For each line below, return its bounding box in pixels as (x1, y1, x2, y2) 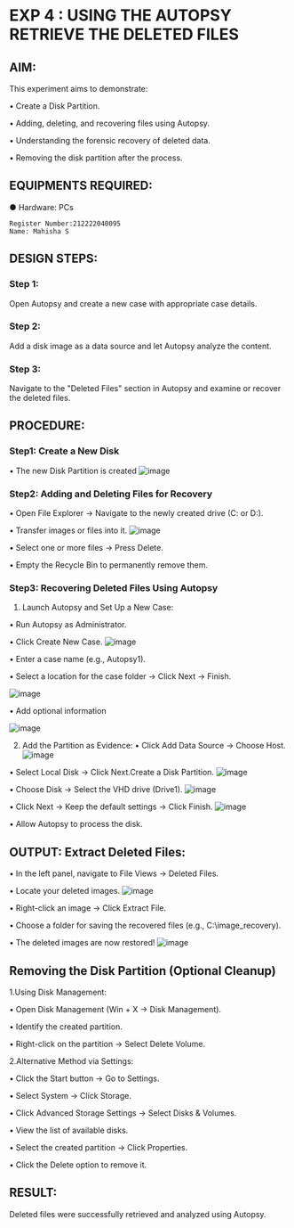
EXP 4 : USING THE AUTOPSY (9, 5, 233, 26)
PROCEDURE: (9, 418, 85, 433)
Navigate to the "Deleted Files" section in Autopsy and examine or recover (9, 383, 282, 394)
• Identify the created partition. (9, 1021, 123, 1032)
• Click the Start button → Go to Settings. (9, 1073, 160, 1084)
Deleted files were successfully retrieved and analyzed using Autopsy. (9, 1208, 266, 1219)
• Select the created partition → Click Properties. (9, 1142, 188, 1152)
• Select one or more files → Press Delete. (9, 543, 164, 553)
